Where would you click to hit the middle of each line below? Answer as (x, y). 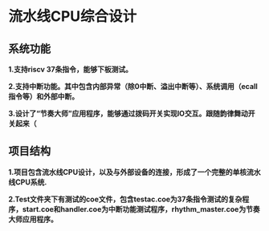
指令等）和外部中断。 (43, 96)
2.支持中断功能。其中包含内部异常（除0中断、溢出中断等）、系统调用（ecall (133, 86)
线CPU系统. (28, 182)
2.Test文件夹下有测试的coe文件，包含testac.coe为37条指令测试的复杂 (125, 199)
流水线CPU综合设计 (73, 16)
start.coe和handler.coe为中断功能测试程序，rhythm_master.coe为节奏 (141, 209)
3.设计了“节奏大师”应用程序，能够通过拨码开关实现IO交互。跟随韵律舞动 (128, 113)
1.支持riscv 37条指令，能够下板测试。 (70, 69)
